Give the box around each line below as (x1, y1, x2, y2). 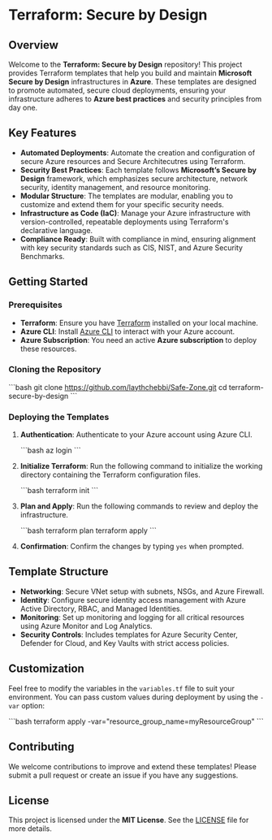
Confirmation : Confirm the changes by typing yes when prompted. (19, 542, 244, 552)
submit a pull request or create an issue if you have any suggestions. (8, 770, 239, 780)
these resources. (19, 344, 77, 353)
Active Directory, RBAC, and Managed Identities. (19, 604, 183, 613)
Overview (8, 38, 59, 52)
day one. (8, 103, 38, 112)
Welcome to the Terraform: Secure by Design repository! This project (8, 59, 243, 69)
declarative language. (19, 225, 93, 235)
